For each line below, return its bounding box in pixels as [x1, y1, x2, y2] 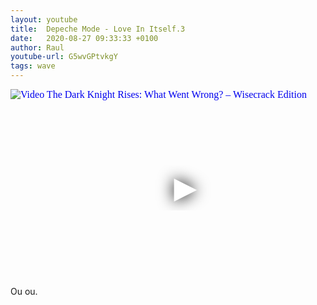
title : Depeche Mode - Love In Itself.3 [10, 24, 186, 34]
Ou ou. [10, 286, 38, 297]
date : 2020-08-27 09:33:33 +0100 [10, 33, 159, 43]
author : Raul [10, 42, 65, 53]
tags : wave [10, 61, 56, 71]
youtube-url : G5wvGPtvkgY [10, 52, 118, 62]
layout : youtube [10, 14, 78, 25]
